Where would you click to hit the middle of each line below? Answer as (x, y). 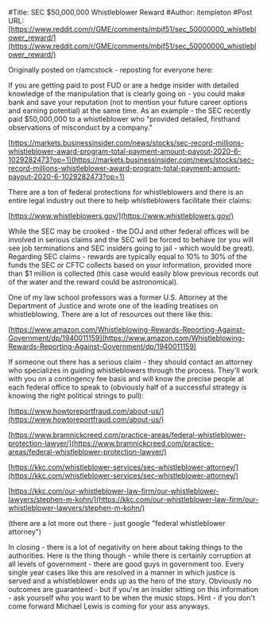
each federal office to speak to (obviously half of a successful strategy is (128, 387)
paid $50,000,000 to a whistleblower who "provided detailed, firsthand (124, 119)
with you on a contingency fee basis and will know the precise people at (126, 379)
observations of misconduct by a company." (81, 128)
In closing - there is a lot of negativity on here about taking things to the (126, 547)
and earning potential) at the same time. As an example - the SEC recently (130, 110)
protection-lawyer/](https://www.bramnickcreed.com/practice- (111, 443)
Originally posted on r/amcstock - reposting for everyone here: (111, 70)
